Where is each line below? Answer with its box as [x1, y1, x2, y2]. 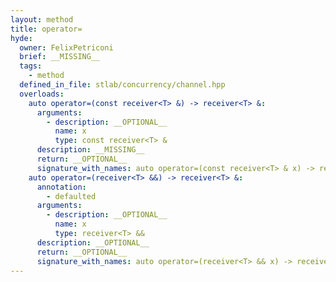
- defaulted [46, 191, 97, 201]
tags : [19, 61, 43, 71]
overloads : [19, 89, 65, 99]
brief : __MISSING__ [19, 52, 101, 62]
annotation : [36, 182, 87, 192]
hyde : [10, 33, 33, 43]
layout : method [10, 14, 74, 25]
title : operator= [10, 24, 83, 34]
